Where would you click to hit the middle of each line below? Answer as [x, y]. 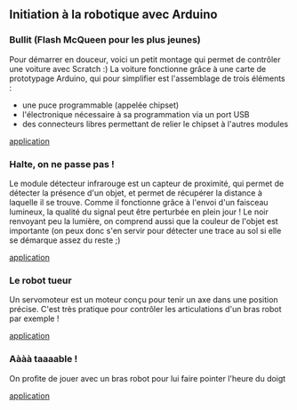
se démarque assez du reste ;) [65, 240]
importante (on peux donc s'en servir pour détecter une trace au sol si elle [145, 230]
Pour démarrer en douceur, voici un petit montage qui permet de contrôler [145, 59]
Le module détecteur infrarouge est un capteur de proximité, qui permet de [147, 183]
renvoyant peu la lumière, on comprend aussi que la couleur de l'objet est [144, 221]
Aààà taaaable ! [44, 359]
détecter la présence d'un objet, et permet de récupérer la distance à [136, 193]
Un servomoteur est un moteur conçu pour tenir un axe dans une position [144, 300]
